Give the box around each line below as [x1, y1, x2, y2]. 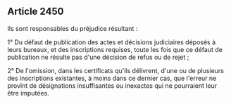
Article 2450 [7, 6, 64, 18]
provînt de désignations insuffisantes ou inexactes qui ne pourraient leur [7, 81, 218, 90]
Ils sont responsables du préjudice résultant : [7, 24, 138, 32]
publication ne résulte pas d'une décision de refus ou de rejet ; [7, 53, 189, 61]
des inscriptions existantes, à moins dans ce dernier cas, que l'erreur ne [7, 74, 217, 82]
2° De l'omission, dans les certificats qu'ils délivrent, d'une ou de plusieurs [7, 66, 224, 74]
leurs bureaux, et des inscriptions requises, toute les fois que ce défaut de [7, 45, 223, 53]
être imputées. [7, 89, 49, 97]
